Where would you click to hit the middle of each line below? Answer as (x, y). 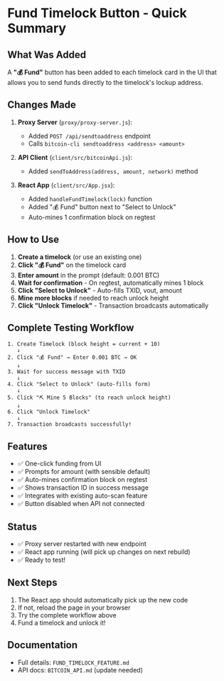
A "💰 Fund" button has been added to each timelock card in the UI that (112, 72)
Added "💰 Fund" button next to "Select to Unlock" (102, 207)
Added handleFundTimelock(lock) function (90, 198)
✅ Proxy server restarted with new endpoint (82, 544)
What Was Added (47, 55)
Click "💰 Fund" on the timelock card (72, 265)
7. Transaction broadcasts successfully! (70, 425)
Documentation (43, 645)
